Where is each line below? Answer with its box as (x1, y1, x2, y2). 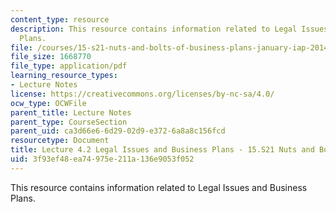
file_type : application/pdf (10, 61, 128, 71)
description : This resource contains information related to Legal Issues (10, 24, 329, 34)
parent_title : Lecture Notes (10, 107, 132, 118)
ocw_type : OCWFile (10, 98, 87, 108)
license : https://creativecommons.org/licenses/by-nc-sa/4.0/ (10, 89, 275, 99)
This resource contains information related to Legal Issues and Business (10, 181, 308, 193)
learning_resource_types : (10, 71, 118, 81)
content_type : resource (10, 14, 110, 25)
